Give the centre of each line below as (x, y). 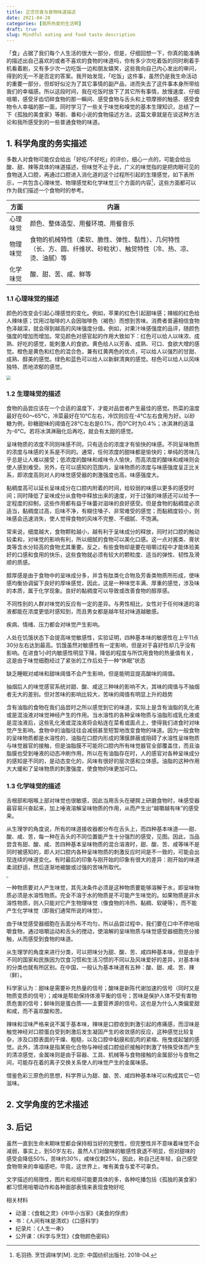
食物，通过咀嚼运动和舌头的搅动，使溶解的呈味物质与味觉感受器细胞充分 (103, 931)
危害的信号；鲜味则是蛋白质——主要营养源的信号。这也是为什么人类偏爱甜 (105, 1003)
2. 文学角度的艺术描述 (48, 1104)
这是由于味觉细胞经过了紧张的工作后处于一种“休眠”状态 (76, 660)
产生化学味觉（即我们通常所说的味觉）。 (56, 911)
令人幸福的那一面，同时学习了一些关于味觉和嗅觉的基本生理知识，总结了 (103, 107)
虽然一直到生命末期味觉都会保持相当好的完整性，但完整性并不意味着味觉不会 (103, 1143)
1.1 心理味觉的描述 (33, 298)
